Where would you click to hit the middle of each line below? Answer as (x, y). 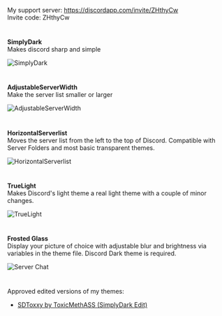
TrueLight (22, 186)
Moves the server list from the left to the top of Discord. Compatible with (111, 140)
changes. (21, 200)
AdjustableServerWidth (43, 87)
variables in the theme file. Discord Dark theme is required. (92, 253)
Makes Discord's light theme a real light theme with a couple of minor (107, 193)
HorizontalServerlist (37, 133)
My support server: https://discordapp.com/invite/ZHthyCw (93, 10)
